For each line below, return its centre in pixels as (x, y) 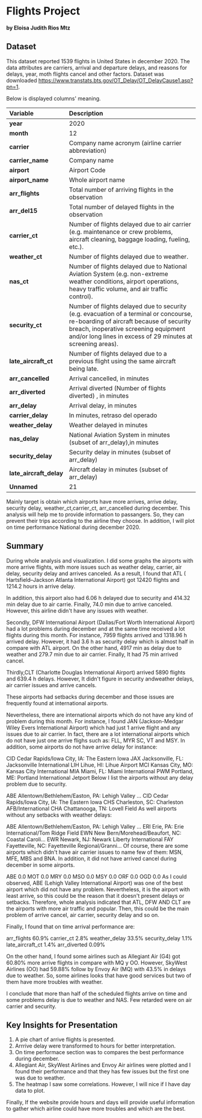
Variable (22, 113)
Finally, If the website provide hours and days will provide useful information (101, 1102)
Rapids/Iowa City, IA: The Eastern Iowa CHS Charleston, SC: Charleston (95, 802)
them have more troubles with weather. (55, 981)
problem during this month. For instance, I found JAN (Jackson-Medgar (95, 721)
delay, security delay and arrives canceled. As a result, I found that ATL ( (96, 573)
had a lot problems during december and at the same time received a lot (96, 628)
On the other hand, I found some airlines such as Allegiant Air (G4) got (93, 956)
